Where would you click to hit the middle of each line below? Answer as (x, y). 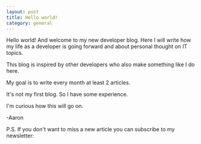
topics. (15, 53)
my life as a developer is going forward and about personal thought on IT (97, 46)
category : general (29, 23)
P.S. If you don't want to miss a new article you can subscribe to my (91, 130)
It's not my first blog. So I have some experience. (67, 95)
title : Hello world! (32, 17)
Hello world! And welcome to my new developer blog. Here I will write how (99, 40)
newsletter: (20, 136)
